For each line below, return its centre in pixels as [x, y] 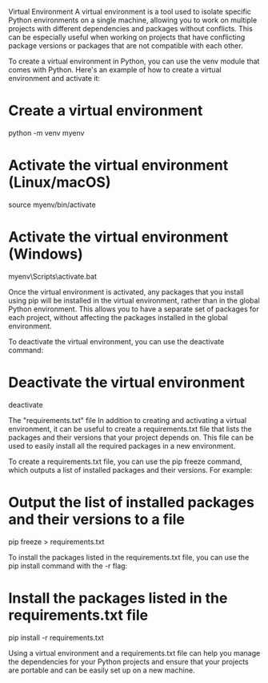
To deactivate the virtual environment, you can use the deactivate [116, 341]
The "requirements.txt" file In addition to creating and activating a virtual [127, 420]
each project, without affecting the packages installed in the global [118, 317]
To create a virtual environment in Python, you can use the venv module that [134, 61]
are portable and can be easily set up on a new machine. [102, 670]
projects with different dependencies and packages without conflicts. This [131, 28]
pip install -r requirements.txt [56, 637]
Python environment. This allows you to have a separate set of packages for [134, 309]
